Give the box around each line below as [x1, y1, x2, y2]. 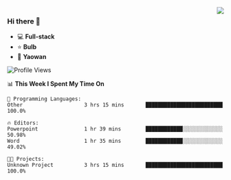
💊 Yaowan [16, 53, 47, 61]
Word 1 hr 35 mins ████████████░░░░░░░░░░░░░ [7, 137, 223, 145]
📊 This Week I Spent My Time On [7, 80, 104, 88]
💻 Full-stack [16, 32, 55, 41]
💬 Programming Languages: [7, 95, 81, 102]
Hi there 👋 [7, 16, 41, 26]
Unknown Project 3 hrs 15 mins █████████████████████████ [7, 161, 223, 169]
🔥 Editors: [7, 120, 39, 126]
